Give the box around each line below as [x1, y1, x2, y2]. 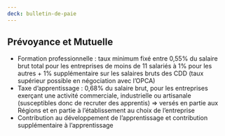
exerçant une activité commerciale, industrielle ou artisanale [17, 91, 191, 100]
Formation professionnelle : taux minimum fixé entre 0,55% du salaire [17, 54, 219, 63]
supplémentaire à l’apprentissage [17, 121, 114, 130]
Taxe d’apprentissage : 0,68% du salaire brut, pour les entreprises [17, 84, 208, 93]
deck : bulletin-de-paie [7, 10, 77, 17]
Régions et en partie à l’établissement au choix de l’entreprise [17, 106, 195, 115]
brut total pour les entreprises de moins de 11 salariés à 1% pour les [17, 62, 212, 70]
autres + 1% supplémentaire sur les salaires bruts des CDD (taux [17, 69, 204, 77]
